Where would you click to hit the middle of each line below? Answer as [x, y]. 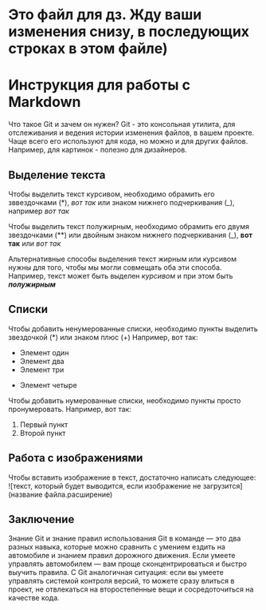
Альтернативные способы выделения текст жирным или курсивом [123, 259]
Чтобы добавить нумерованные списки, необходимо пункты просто [125, 400]
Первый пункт [44, 424]
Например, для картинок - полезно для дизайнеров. [98, 150]
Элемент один [44, 352]
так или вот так [35, 243]
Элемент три [42, 370]
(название [25, 494]
